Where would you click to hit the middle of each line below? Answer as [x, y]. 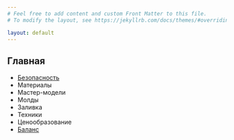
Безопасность [38, 78]
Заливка [30, 107]
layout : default [31, 33]
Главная [26, 61]
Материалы [34, 85]
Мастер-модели [41, 93]
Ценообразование [44, 122]
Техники [30, 115]
